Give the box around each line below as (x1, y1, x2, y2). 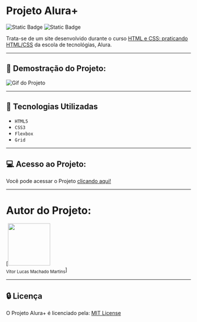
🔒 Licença (6, 291, 43, 301)
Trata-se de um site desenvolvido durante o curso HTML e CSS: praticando (6, 35, 188, 42)
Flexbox (14, 131, 33, 137)
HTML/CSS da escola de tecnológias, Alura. (6, 41, 113, 48)
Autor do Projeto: (6, 204, 91, 217)
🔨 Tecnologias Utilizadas (6, 101, 98, 112)
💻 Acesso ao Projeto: (6, 159, 87, 169)
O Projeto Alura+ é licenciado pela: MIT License (6, 309, 121, 316)
